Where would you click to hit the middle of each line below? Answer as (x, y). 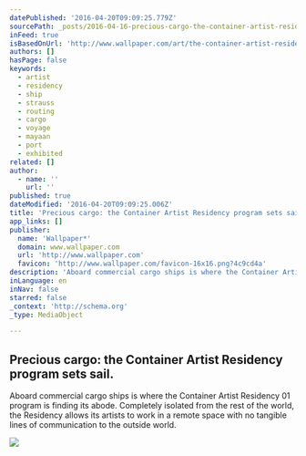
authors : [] (32, 52)
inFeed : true (34, 35)
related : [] (32, 162)
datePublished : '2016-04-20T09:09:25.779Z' (93, 18)
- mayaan (34, 137)
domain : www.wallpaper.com (69, 247)
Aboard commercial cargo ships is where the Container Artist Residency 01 (150, 396)
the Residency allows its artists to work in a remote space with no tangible (148, 415)
